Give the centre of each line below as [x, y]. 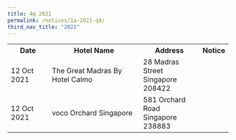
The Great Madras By [87, 71]
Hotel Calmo [72, 79]
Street [153, 71]
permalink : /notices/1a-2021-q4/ [56, 20]
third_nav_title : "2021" [44, 27]
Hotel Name [94, 51]
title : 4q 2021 [29, 14]
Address [169, 51]
